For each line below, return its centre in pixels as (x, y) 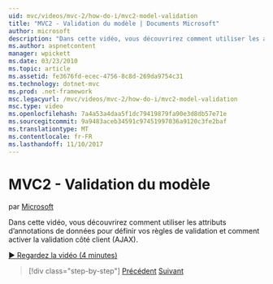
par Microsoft (31, 207)
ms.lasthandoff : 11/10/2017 (56, 144)
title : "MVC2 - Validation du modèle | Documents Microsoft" (114, 24)
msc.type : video (36, 106)
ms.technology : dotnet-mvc (54, 84)
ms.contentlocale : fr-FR (50, 136)
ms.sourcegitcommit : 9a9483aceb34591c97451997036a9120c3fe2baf (118, 122)
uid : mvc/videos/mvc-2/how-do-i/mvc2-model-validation (103, 16)
